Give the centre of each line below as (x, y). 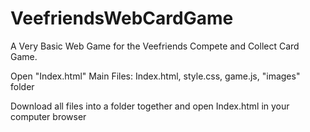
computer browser (48, 116)
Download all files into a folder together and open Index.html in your (150, 106)
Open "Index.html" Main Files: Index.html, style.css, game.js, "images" (155, 76)
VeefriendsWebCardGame (122, 18)
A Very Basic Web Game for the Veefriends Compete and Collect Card (155, 46)
